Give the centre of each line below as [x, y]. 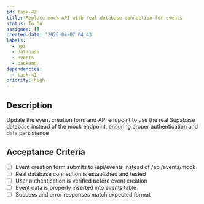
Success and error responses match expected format [83, 195]
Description [29, 105]
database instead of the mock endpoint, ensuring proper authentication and [102, 126]
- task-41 [24, 75]
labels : [16, 40]
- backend [24, 63]
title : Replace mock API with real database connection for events [95, 18]
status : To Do [25, 23]
